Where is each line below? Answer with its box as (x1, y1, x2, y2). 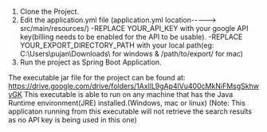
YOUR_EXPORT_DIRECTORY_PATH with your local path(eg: (19, 41, 214, 50)
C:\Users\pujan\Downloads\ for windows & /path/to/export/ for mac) (19, 49, 243, 58)
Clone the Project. (19, 7, 80, 16)
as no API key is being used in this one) (8, 115, 138, 124)
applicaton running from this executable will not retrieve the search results (8, 107, 253, 116)
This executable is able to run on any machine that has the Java (23, 90, 234, 99)
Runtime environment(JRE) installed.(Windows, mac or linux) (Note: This (8, 99, 245, 107)
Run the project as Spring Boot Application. (19, 57, 162, 67)
